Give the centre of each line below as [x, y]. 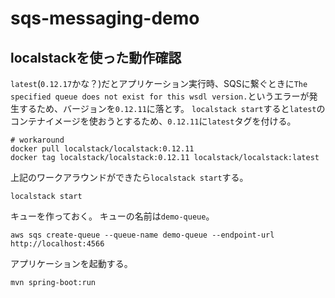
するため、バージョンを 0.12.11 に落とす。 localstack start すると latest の [172, 108]
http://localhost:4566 [57, 244]
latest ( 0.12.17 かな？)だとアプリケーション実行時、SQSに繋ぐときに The [159, 83]
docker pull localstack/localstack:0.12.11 [102, 149]
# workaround [37, 140]
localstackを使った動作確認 [96, 57]
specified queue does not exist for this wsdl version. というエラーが [160, 96]
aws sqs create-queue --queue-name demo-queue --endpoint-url [142, 235]
